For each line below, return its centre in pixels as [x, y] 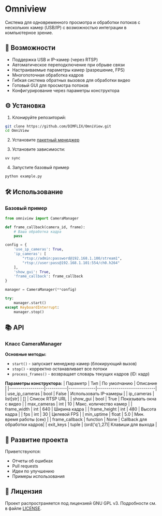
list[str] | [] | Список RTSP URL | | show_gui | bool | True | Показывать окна [81, 399]
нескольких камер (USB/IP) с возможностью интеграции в [66, 27]
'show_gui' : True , [32, 272]
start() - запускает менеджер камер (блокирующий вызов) [74, 364]
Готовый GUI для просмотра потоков [50, 85]
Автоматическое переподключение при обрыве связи [68, 64]
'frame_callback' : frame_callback [48, 276]
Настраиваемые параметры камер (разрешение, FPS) [68, 70]
